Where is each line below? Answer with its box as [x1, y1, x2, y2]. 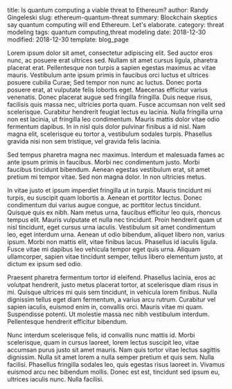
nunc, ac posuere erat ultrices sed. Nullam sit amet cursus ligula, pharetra [7, 56, 218, 64]
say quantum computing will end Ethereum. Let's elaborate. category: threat [7, 21, 224, 28]
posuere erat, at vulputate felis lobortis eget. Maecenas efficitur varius [7, 86, 208, 94]
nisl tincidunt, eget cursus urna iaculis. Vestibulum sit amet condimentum [7, 223, 216, 231]
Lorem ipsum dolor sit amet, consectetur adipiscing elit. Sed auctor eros [7, 49, 213, 57]
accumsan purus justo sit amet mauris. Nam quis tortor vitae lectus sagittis [7, 346, 220, 354]
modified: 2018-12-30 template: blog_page [7, 35, 130, 44]
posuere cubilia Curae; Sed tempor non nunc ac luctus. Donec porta [7, 78, 202, 86]
